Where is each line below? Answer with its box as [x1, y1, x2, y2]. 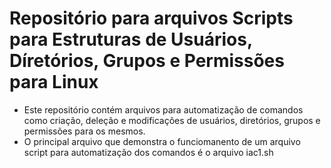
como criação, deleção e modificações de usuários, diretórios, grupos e [23, 114, 321, 126]
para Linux [9, 71, 99, 94]
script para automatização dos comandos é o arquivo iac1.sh [23, 146, 274, 158]
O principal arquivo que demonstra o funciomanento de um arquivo [23, 135, 301, 147]
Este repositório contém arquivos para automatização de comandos [23, 103, 304, 116]
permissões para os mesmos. [23, 125, 146, 137]
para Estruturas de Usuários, [9, 28, 253, 51]
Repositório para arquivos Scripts [9, 7, 294, 30]
